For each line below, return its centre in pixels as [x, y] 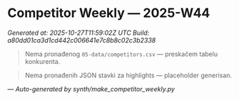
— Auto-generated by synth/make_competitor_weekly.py [91, 89]
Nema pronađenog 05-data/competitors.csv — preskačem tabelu [121, 54]
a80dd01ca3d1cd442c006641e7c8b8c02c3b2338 [82, 40]
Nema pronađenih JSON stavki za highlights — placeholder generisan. [128, 75]
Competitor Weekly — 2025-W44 [109, 13]
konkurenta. [42, 61]
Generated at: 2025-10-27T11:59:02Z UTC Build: [78, 33]
